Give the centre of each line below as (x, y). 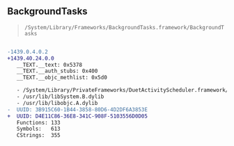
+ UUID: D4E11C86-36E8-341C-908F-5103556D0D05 (78, 116)
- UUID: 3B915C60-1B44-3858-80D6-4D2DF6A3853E (78, 109)
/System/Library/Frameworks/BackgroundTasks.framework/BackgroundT (124, 27)
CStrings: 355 (38, 136)
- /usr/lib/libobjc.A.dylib (57, 103)
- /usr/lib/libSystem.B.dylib (60, 97)
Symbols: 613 (38, 129)
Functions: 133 (38, 122)
